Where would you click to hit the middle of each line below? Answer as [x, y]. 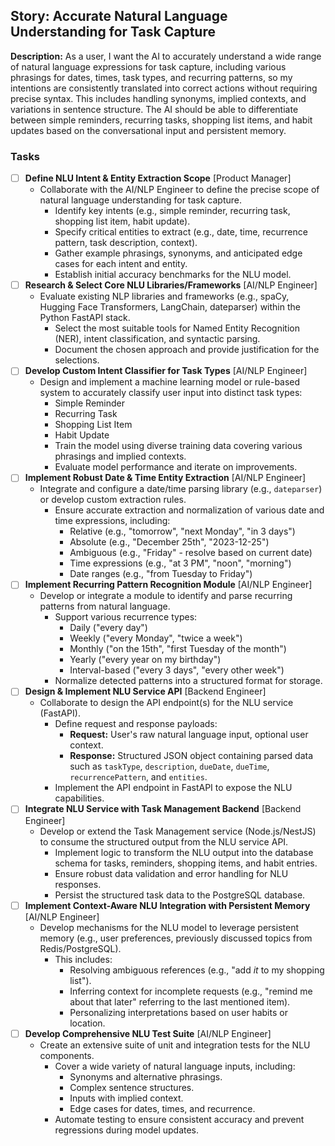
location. [87, 1023]
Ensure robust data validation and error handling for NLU [171, 873]
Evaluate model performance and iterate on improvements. [176, 467]
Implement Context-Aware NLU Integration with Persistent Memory [167, 905]
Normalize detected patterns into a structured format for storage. [188, 681]
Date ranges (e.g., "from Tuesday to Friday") [161, 574]
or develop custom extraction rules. [113, 500]
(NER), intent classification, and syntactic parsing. [157, 339]
